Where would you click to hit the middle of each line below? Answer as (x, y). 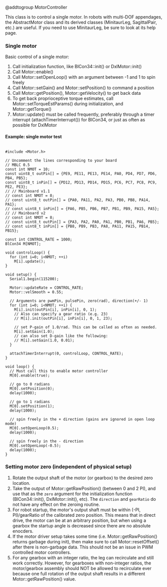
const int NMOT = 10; (28, 169)
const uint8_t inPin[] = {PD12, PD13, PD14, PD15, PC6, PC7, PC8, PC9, (81, 182)
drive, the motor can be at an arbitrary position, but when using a (79, 520)
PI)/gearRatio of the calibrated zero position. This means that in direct (84, 515)
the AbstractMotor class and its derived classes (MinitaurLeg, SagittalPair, (81, 22)
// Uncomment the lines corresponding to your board (61, 160)
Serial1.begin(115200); (34, 279)
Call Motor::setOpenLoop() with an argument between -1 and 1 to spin (84, 77)
